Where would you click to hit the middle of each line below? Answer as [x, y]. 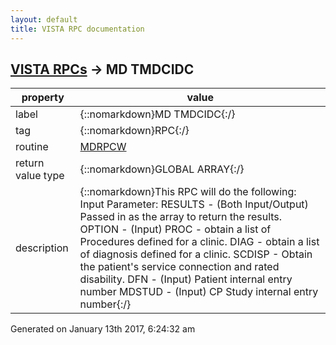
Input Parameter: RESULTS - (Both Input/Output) [194, 204]
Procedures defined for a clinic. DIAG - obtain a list [199, 242]
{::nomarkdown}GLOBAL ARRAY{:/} [162, 169]
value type [40, 176]
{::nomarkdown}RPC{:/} [134, 131]
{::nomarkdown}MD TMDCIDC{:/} [157, 114]
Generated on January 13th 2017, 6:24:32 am [103, 329]
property [43, 98]
